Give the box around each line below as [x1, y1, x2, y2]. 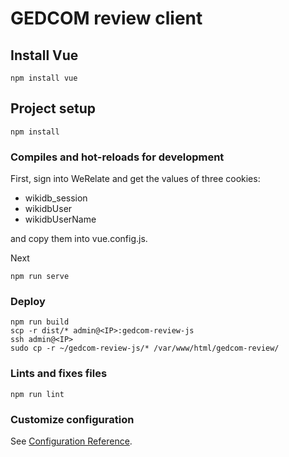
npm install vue [10, 73, 78, 83]
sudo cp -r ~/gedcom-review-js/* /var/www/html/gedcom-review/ [10, 343, 280, 354]
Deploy [10, 295, 46, 309]
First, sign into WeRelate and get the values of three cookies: [10, 173, 261, 185]
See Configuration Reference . [10, 435, 133, 447]
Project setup [10, 100, 97, 117]
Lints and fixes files [10, 367, 108, 381]
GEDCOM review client [10, 7, 203, 30]
